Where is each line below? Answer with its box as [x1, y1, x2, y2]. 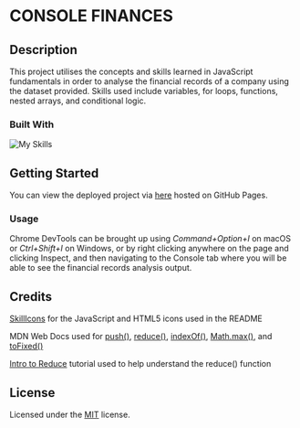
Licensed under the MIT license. [9, 409, 130, 421]
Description [9, 42, 78, 58]
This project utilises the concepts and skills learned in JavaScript [9, 66, 253, 77]
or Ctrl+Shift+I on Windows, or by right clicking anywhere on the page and [9, 243, 289, 254]
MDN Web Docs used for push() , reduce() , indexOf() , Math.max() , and [9, 331, 273, 342]
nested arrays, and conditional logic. [9, 95, 147, 106]
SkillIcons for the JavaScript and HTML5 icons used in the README [9, 313, 263, 325]
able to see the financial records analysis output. [9, 262, 192, 273]
